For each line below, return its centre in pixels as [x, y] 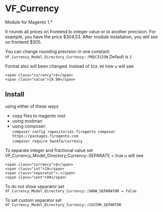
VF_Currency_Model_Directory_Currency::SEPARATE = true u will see [74, 155]
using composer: [29, 126]
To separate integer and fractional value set [49, 150]
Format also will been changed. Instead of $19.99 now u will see [69, 66]
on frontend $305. [23, 42]
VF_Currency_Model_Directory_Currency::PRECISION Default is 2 [69, 56]
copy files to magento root [39, 116]
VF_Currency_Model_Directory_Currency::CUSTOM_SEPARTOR [63, 205]
